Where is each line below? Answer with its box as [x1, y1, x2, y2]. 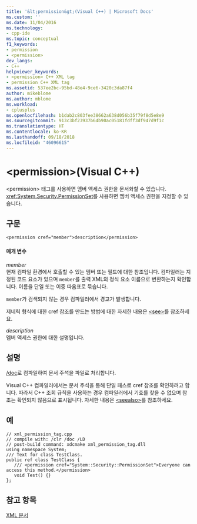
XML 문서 [6, 512, 28, 519]
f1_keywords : [6, 42, 38, 48]
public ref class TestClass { [6, 457, 81, 463]
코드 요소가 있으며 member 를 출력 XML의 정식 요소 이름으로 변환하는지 [16, 276, 176, 283]
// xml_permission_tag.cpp [6, 431, 72, 438]
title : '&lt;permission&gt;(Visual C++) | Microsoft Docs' [6, 8, 154, 15]
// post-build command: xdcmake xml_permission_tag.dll [6, 442, 146, 448]
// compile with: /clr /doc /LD [6, 436, 85, 442]
